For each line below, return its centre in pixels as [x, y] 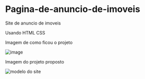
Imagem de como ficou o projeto [39, 42]
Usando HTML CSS [25, 32]
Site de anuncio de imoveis [33, 23]
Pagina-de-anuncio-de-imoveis [73, 9]
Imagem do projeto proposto [35, 61]
